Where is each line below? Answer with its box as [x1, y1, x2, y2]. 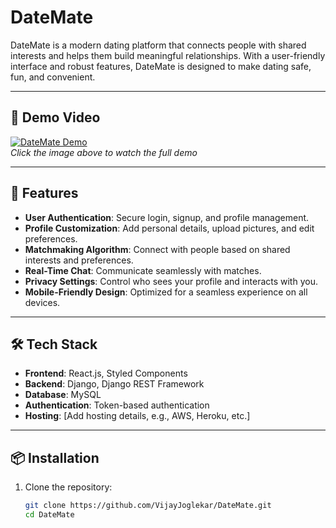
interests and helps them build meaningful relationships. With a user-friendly [10, 49, 326, 61]
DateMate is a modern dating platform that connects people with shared [10, 39, 307, 51]
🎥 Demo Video [10, 109, 101, 126]
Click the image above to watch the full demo [10, 146, 198, 158]
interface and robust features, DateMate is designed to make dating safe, [10, 60, 312, 72]
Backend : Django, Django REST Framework [24, 378, 205, 390]
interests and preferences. [24, 254, 134, 266]
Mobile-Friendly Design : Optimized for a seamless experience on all [24, 286, 308, 298]
